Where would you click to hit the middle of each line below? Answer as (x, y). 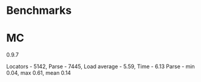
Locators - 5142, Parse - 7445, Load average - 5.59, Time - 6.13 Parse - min (100, 66)
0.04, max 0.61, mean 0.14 (39, 73)
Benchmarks (39, 11)
